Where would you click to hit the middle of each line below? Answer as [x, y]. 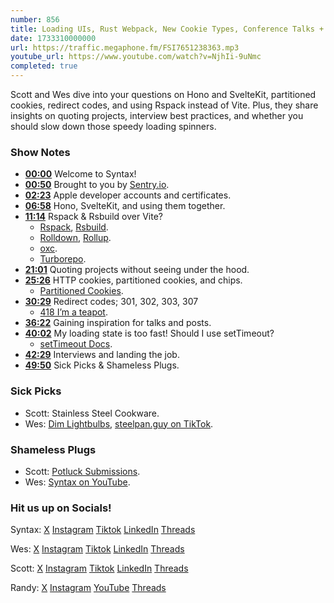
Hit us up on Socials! [61, 508]
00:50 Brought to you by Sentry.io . [97, 185]
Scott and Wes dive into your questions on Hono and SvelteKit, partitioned [163, 94]
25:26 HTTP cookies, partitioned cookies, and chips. [133, 280]
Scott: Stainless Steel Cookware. [92, 413]
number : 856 [35, 19]
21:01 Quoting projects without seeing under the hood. [137, 270]
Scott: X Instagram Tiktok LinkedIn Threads [99, 568]
